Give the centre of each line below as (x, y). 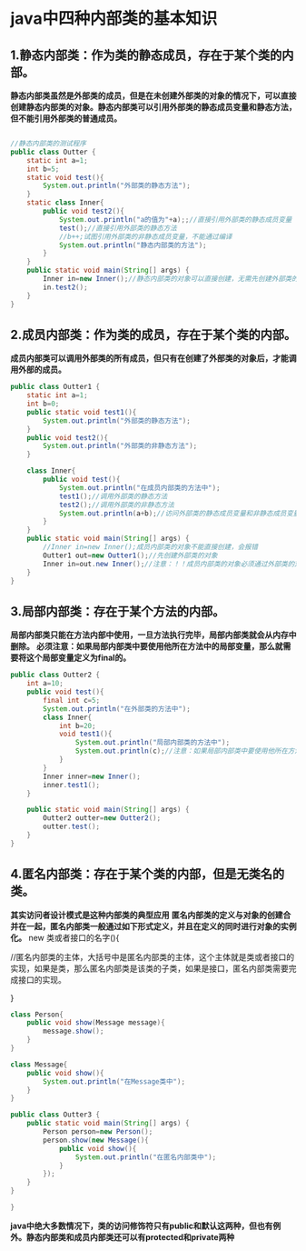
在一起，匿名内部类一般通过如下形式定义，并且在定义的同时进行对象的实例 (157, 926)
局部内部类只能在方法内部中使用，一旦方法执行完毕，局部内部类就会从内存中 (153, 635)
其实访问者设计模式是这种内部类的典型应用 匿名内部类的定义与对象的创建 (147, 915)
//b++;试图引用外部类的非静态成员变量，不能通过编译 (145, 236)
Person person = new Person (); (98, 1132)
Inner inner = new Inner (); (92, 776)
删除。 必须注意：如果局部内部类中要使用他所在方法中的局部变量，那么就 (147, 646)
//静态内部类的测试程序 (49, 144)
